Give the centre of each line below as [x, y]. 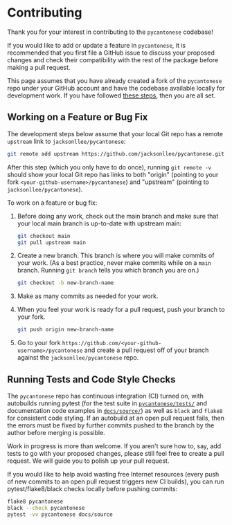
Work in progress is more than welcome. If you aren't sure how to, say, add [114, 446]
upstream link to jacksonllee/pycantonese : [66, 141]
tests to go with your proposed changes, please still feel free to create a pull [116, 453]
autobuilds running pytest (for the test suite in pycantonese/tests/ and [107, 403]
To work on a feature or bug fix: [52, 203]
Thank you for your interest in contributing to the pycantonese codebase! [110, 32]
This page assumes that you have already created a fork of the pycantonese [115, 80]
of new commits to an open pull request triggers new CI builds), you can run [116, 481]
